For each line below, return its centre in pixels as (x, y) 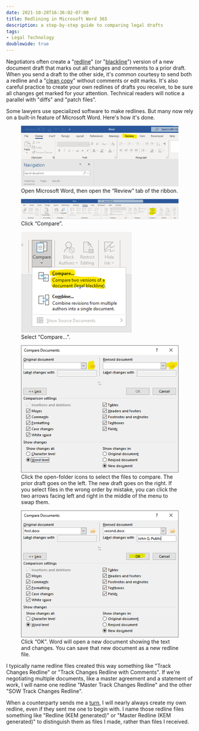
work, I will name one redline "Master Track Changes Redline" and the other (99, 685)
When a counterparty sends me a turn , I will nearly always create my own (96, 703)
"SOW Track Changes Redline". (45, 691)
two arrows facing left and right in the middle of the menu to (94, 496)
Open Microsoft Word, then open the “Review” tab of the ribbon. (99, 191)
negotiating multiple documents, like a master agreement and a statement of (99, 679)
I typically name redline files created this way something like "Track (89, 666)
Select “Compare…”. (46, 337)
